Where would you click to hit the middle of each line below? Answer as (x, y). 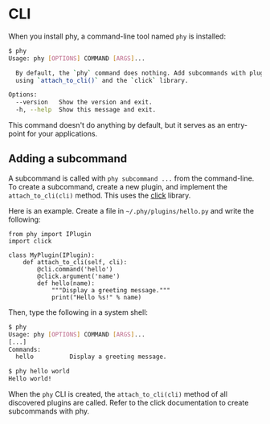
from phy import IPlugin (50, 234)
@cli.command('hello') (75, 269)
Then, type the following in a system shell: (78, 312)
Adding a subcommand (67, 159)
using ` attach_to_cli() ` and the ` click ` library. (102, 80)
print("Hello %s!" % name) (96, 297)
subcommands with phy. (49, 411)
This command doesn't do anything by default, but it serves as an (117, 125)
